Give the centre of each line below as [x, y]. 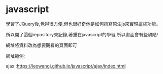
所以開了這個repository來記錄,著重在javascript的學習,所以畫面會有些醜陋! [82, 34]
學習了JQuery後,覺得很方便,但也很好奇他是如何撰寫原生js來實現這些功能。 [83, 24]
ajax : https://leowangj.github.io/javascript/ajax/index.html [66, 66]
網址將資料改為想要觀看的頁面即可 [41, 45]
